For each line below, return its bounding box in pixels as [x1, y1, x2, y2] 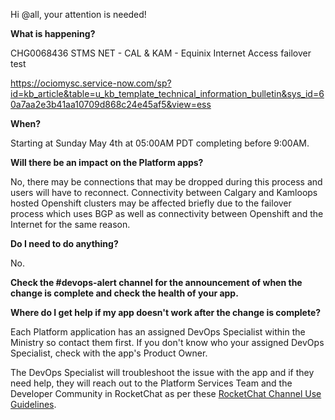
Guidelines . [10, 399, 57, 410]
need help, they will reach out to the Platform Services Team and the [10, 377, 293, 389]
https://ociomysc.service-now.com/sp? [10, 77, 172, 89]
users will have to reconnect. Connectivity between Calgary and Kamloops [10, 187, 318, 198]
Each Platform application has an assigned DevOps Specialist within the [10, 326, 306, 338]
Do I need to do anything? [10, 238, 119, 249]
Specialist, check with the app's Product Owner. [10, 347, 208, 359]
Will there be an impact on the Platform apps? [10, 157, 204, 168]
